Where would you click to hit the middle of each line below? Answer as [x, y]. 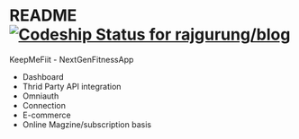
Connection [44, 105]
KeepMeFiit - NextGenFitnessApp [72, 59]
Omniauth [41, 96]
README [43, 16]
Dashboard [43, 76]
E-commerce [46, 115]
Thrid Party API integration [72, 86]
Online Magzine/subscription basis [86, 124]
